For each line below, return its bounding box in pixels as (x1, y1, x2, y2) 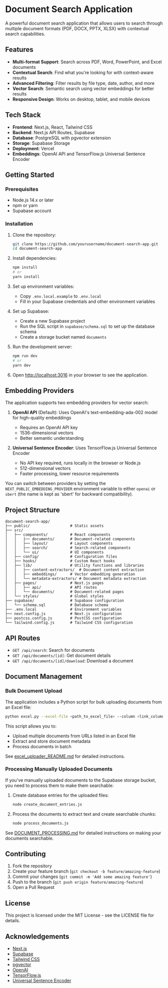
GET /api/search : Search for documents (12, 647, 95, 653)
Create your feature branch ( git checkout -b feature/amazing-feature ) (12, 868, 160, 874)
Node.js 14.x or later (12, 197, 54, 203)
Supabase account (12, 208, 51, 214)
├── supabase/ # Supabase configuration (5, 598, 124, 604)
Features (5, 45, 33, 54)
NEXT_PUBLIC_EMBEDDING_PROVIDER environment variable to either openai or (5, 486, 156, 492)
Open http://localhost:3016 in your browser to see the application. (12, 372, 148, 378)
